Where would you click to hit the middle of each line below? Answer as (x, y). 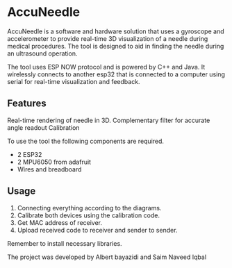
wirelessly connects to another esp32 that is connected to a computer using (116, 74)
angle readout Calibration (43, 127)
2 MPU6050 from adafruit (54, 162)
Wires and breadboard (49, 169)
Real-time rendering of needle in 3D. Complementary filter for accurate (109, 120)
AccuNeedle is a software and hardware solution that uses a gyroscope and (116, 31)
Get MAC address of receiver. (60, 222)
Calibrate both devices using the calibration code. (88, 215)
